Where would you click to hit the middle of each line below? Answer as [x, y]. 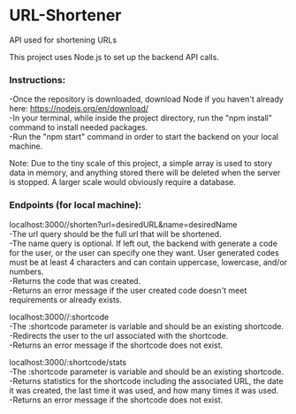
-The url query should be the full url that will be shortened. [116, 234]
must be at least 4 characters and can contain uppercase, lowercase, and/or [148, 262]
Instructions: [38, 80]
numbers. [27, 272]
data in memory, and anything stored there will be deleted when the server [145, 172]
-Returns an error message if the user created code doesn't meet [128, 290]
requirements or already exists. [65, 299]
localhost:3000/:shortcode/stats [68, 362]
